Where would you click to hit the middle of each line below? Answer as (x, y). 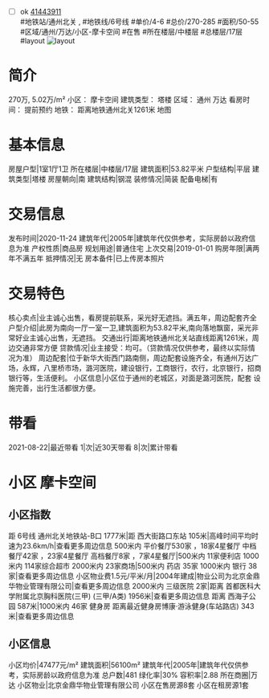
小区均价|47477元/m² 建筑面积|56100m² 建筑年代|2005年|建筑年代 (118, 665)
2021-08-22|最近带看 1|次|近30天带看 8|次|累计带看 (93, 447)
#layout (33, 41)
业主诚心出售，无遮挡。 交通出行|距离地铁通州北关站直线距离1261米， (137, 338)
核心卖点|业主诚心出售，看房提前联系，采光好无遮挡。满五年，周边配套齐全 (132, 318)
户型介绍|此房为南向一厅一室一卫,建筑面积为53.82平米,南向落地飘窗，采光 (130, 327)
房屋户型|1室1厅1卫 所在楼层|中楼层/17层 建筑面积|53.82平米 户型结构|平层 (129, 169)
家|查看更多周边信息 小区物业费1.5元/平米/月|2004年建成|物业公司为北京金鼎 (134, 576)
